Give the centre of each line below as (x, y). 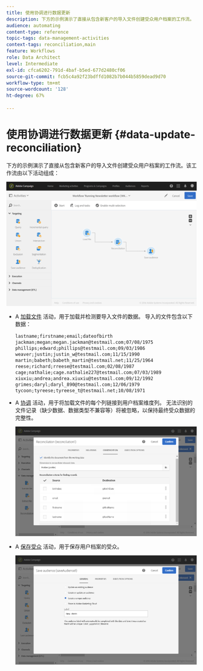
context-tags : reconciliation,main (51, 45)
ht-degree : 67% (25, 96)
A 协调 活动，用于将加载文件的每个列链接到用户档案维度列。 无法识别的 (104, 403)
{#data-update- (155, 135)
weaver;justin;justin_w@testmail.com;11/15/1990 (77, 355)
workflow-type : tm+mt (34, 83)
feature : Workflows (31, 51)
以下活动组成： (40, 173)
